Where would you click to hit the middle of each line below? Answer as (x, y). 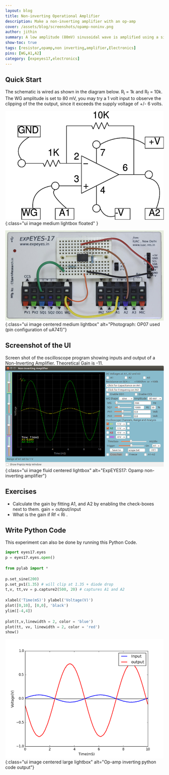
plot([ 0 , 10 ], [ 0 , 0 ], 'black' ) (37, 606)
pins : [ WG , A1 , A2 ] (23, 53)
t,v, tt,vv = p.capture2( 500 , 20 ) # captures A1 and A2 (65, 590)
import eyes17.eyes (26, 552)
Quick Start (23, 80)
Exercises (21, 492)
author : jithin (21, 32)
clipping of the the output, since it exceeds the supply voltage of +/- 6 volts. (84, 104)
